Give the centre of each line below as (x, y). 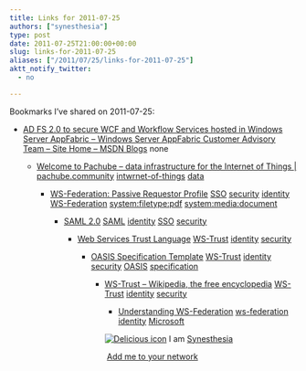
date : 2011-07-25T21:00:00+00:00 (73, 43)
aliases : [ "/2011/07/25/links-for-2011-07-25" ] (102, 60)
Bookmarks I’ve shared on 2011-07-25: (82, 111)
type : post (30, 35)
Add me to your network (152, 356)
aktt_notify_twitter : (51, 69)
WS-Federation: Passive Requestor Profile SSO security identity (170, 194)
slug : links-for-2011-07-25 (63, 52)
